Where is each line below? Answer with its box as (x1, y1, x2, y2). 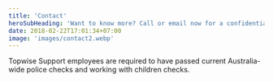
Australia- (227, 56, 262, 66)
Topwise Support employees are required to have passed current (8, 56, 226, 66)
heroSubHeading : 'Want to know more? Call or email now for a (8, 19, 223, 27)
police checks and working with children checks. (26, 65, 190, 75)
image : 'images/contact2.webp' (8, 34, 115, 43)
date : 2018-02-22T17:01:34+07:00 (8, 27, 122, 35)
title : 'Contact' (8, 11, 67, 20)
